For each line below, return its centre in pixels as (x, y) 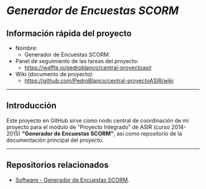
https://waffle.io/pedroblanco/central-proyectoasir (88, 67)
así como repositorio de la (149, 133)
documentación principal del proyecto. (55, 140)
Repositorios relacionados (58, 165)
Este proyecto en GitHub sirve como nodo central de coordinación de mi (97, 120)
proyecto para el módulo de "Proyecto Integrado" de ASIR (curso (88, 127)
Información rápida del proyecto (69, 33)
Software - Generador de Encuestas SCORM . (72, 180)
